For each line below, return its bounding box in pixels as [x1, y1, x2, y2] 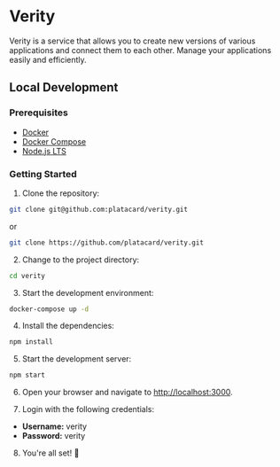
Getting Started [9, 167, 77, 180]
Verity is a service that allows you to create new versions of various [9, 35, 256, 46]
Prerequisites [9, 106, 68, 119]
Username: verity [21, 421, 87, 432]
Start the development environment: [21, 287, 154, 298]
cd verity [9, 271, 46, 280]
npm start [9, 370, 46, 380]
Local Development [9, 80, 119, 95]
